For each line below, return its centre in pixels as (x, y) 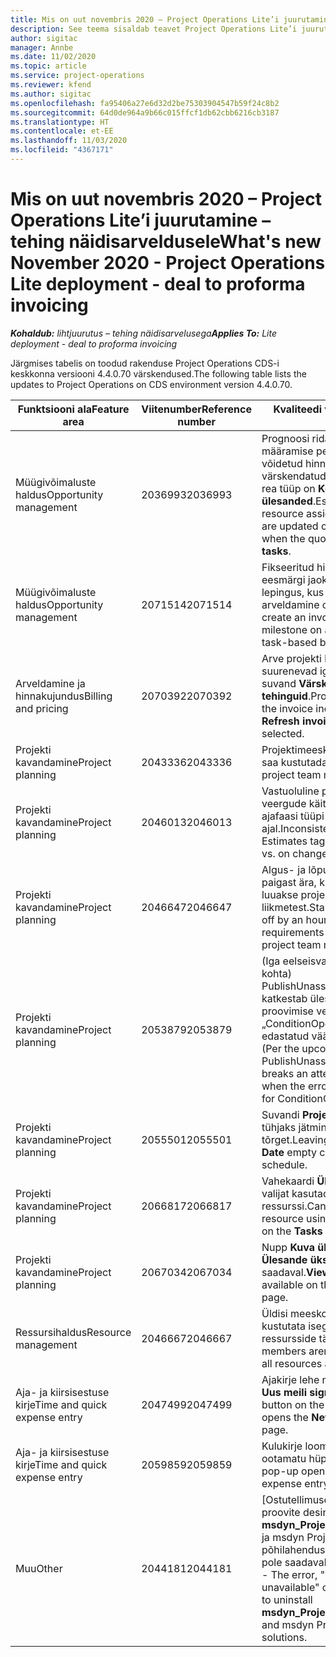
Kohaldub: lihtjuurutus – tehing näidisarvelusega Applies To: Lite (143, 333)
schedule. (284, 1164)
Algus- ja (284, 869)
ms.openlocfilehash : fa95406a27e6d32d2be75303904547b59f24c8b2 (145, 103)
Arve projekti (291, 658)
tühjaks (279, 1127)
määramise (287, 451)
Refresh (280, 721)
